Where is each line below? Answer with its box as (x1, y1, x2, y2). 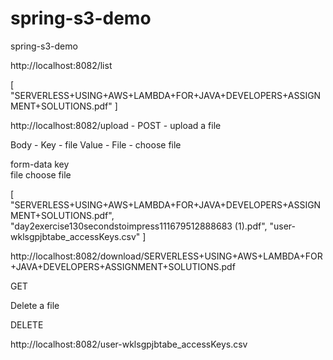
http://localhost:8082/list (10, 59, 113, 71)
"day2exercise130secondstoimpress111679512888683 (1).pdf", (10, 220, 268, 232)
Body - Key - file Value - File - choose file (10, 138, 182, 151)
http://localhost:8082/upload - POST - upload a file (10, 119, 222, 131)
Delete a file (10, 299, 60, 311)
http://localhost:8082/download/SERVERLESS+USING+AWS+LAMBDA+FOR (10, 250, 323, 262)
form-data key (10, 158, 70, 170)
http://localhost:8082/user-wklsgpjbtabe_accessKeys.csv (10, 338, 248, 350)
